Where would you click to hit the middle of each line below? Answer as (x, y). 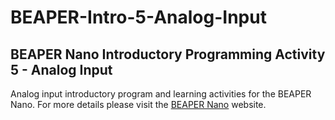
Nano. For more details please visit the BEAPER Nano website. (138, 104)
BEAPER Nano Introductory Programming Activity (168, 54)
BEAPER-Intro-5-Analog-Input (138, 17)
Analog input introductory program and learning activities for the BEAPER (161, 94)
